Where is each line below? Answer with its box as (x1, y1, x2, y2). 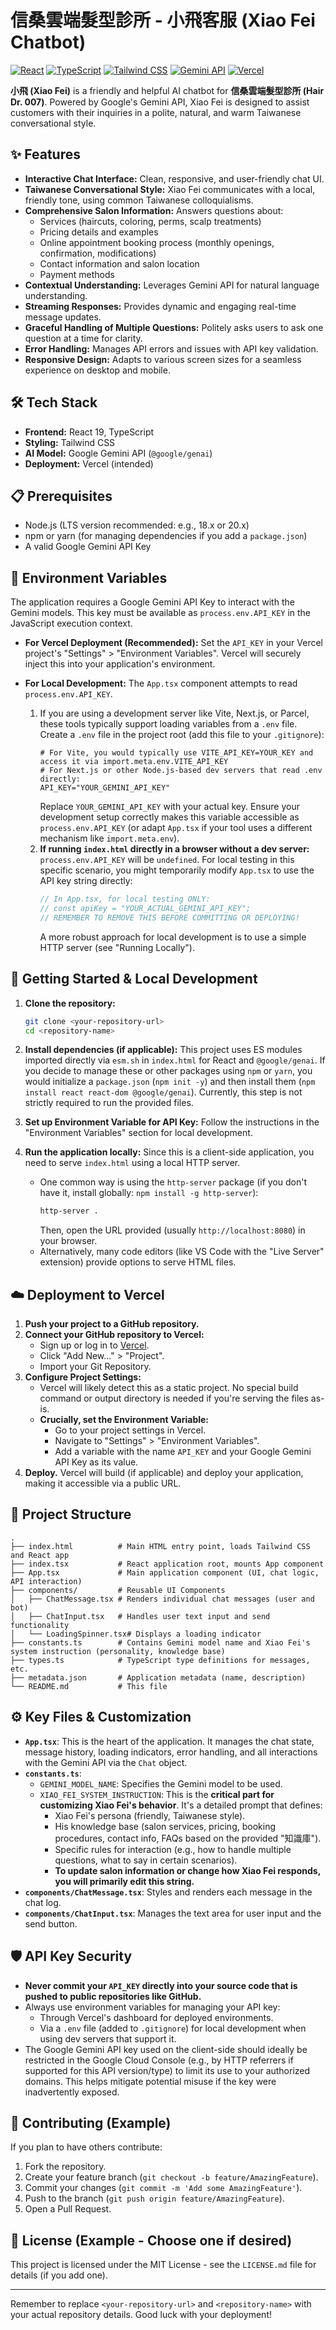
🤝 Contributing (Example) (10, 2114, 172, 2131)
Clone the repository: (24, 997, 116, 1009)
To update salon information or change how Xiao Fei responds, (54, 1864, 321, 1876)
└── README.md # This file (10, 1681, 168, 1691)
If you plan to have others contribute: (10, 2141, 163, 2153)
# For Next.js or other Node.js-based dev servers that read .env (39, 766, 323, 776)
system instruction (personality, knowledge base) (10, 1646, 226, 1656)
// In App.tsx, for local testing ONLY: (39, 894, 211, 905)
